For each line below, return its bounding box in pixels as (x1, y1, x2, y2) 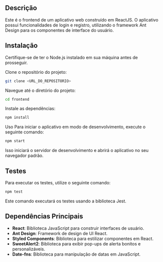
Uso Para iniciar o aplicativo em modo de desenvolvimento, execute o (5, 124, 146, 130)
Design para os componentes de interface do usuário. (5, 27, 114, 33)
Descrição (5, 4, 37, 12)
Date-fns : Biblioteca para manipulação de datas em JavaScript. (12, 251, 141, 257)
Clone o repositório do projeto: (5, 69, 67, 75)
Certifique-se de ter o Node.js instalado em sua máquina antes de (5, 54, 138, 60)
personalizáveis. (12, 246, 46, 252)
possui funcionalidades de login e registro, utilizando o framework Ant (5, 22, 147, 28)
